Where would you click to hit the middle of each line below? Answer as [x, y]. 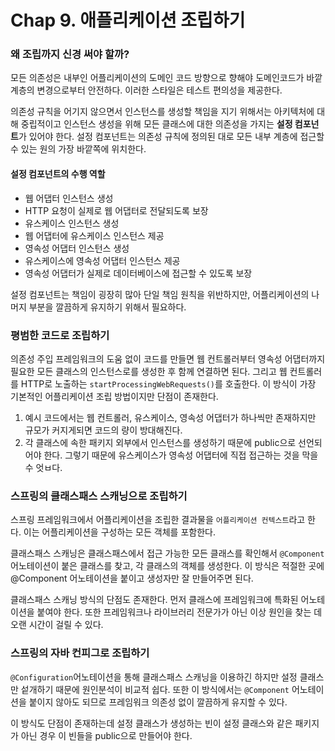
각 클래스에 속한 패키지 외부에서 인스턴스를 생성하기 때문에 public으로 [160, 442]
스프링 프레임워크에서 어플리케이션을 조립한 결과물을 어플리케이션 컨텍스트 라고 [158, 520]
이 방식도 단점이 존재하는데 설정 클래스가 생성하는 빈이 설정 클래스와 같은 [151, 723]
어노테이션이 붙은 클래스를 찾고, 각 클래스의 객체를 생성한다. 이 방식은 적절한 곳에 [167, 566]
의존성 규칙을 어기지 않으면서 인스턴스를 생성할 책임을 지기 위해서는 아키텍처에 [162, 112]
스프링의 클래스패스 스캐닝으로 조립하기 [99, 496]
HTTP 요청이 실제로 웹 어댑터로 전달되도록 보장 [116, 210]
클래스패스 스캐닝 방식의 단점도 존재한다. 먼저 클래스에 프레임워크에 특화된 [154, 600]
